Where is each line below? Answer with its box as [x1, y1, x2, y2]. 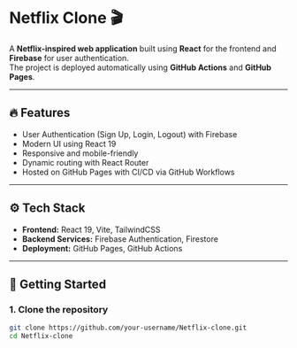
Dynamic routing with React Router [21, 157, 149, 167]
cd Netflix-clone [9, 332, 73, 341]
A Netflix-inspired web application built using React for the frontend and [9, 43, 277, 54]
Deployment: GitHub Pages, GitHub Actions [21, 243, 183, 253]
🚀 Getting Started [9, 276, 107, 291]
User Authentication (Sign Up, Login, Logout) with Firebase [21, 128, 238, 139]
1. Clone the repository [9, 303, 109, 315]
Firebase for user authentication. [9, 52, 130, 63]
